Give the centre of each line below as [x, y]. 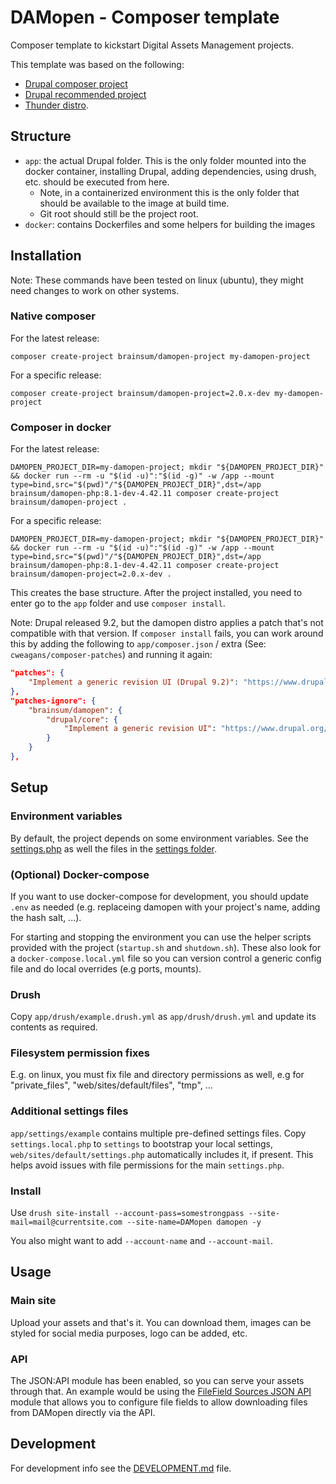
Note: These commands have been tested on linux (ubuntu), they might [157, 280]
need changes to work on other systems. [95, 290]
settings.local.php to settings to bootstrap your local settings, [141, 1143]
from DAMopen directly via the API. [83, 1413]
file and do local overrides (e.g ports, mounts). [106, 968]
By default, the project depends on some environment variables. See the [159, 838]
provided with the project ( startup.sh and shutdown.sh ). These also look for [166, 947]
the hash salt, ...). [46, 917]
